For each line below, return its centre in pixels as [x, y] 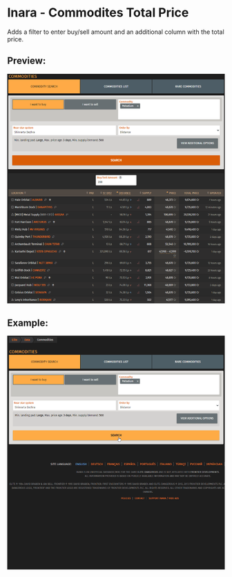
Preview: [27, 61]
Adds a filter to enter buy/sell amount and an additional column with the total [116, 32]
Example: [28, 323]
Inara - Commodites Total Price [98, 13]
